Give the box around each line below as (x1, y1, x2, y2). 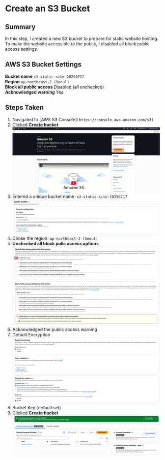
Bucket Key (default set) (12, 404, 61, 410)
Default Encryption (12, 331, 51, 337)
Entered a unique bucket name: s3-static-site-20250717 (12, 193, 128, 199)
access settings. (5, 46, 38, 52)
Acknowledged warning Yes (5, 89, 64, 95)
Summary (5, 23, 36, 31)
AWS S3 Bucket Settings (5, 60, 82, 69)
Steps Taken (5, 103, 44, 112)
